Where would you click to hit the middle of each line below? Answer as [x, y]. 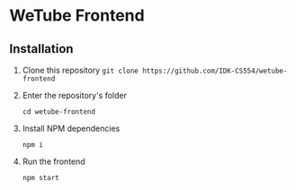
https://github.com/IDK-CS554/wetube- [215, 71]
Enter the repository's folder [75, 95]
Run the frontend [54, 161]
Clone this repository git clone [81, 70]
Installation [41, 49]
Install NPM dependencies [71, 128]
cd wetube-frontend [59, 112]
